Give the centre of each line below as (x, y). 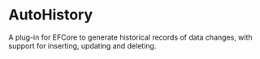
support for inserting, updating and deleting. (82, 45)
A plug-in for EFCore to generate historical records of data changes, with (131, 37)
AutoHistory (51, 15)
